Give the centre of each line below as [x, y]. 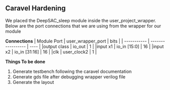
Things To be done [25, 61]
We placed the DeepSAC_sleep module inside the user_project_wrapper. [81, 20]
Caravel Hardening [36, 8]
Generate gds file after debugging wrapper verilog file [69, 77]
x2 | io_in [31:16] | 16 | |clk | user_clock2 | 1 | [51, 52]
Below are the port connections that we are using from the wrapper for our [83, 26]
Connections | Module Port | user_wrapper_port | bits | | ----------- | [77, 41]
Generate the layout [33, 82]
